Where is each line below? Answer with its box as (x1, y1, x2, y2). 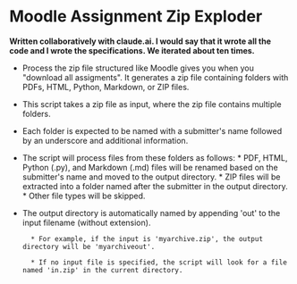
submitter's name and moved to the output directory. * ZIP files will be (21, 171, 281, 182)
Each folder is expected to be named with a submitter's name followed (21, 125, 283, 136)
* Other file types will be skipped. (21, 190, 146, 201)
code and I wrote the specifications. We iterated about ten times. (9, 45, 255, 55)
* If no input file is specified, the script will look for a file (30, 257, 288, 267)
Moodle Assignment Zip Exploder (9, 6, 263, 27)
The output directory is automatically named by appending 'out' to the (21, 207, 281, 218)
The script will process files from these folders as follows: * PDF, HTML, (21, 152, 288, 163)
